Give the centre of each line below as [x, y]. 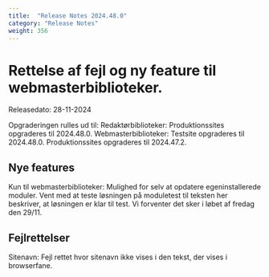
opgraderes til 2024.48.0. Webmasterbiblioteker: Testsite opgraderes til [126, 134]
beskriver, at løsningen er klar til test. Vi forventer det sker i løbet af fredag [132, 204]
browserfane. [31, 265]
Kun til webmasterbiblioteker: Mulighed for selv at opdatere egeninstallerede [134, 187]
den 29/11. [25, 213]
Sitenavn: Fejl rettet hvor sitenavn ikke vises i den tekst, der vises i [118, 257]
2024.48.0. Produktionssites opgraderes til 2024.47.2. [98, 142]
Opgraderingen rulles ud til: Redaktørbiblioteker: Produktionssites [116, 125]
